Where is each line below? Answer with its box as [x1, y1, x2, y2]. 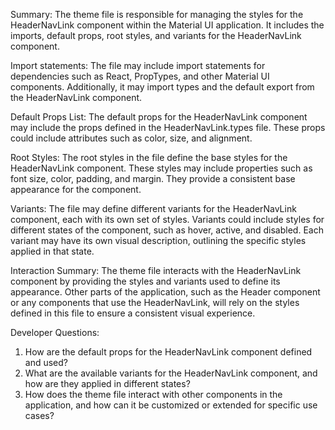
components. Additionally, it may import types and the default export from [10, 81, 315, 93]
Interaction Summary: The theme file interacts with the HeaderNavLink [10, 265, 302, 276]
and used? [24, 357, 68, 368]
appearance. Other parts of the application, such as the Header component [10, 286, 321, 298]
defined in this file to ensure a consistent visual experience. [10, 307, 256, 319]
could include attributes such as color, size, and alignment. [10, 132, 253, 144]
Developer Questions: [10, 327, 100, 338]
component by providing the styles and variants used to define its [10, 275, 281, 287]
